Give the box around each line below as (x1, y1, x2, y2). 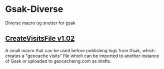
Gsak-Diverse (5, 3, 63, 15)
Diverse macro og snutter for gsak (5, 20, 76, 26)
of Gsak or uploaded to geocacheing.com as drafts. (5, 58, 111, 64)
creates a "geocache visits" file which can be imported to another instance (5, 53, 159, 59)
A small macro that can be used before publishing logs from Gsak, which (5, 47, 155, 53)
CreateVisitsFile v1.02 (5, 34, 75, 43)
